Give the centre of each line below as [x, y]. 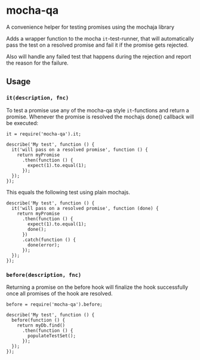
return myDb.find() [41, 325]
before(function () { [39, 320]
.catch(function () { [49, 240]
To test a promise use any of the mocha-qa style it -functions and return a [98, 110]
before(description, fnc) [44, 275]
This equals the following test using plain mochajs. [68, 192]
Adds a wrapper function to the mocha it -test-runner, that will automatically [100, 38]
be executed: [22, 123]
